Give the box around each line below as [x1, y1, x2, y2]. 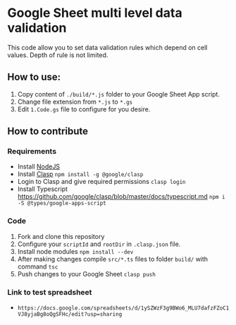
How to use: [7, 71, 61, 83]
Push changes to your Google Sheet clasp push [17, 269, 156, 278]
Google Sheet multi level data [7, 5, 182, 21]
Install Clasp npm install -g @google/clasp [17, 170, 144, 178]
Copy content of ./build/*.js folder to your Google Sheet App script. [17, 90, 221, 98]
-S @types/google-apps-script [17, 200, 107, 207]
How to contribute [7, 125, 89, 137]
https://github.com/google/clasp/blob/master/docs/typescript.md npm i [17, 192, 225, 201]
